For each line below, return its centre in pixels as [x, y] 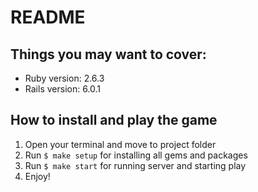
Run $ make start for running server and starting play [135, 165]
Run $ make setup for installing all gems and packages [136, 155]
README [48, 17]
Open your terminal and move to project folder [120, 144]
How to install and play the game [114, 120]
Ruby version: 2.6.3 [64, 78]
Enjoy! [37, 176]
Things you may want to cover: [108, 54]
